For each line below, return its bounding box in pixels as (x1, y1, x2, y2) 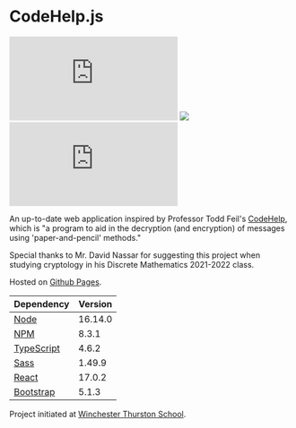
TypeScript (13, 342, 60, 355)
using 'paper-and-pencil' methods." (9, 232, 142, 243)
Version (78, 297, 113, 310)
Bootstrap (13, 385, 56, 398)
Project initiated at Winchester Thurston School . (9, 408, 187, 419)
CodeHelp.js (9, 6, 104, 27)
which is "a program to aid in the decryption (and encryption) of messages (9, 222, 285, 234)
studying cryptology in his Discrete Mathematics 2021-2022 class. (9, 259, 255, 270)
